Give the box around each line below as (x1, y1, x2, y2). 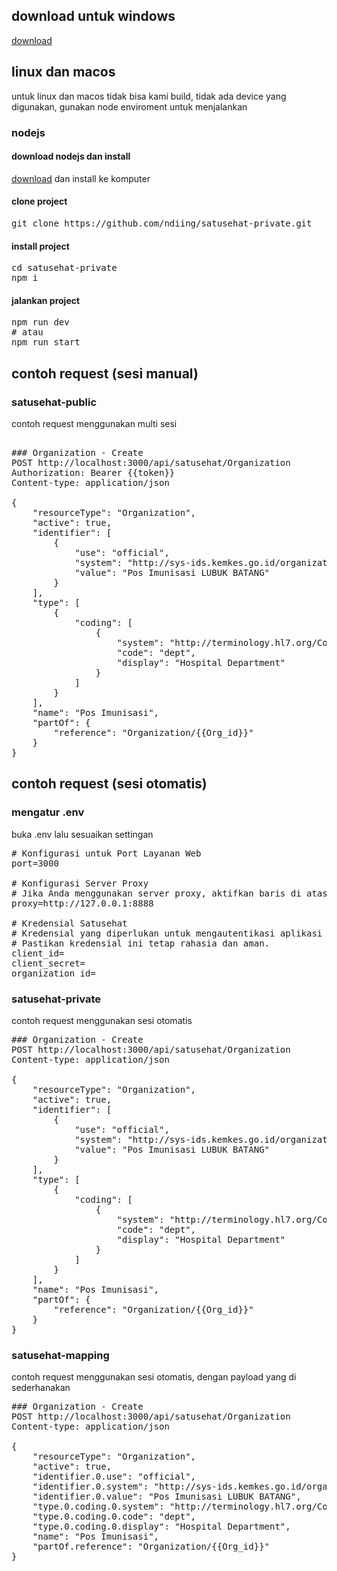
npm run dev (11, 317, 70, 328)
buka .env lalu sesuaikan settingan (11, 828, 154, 840)
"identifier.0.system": (32, 1481, 149, 1493)
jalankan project (11, 294, 81, 306)
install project (11, 240, 70, 252)
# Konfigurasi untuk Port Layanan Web (11, 847, 202, 859)
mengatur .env (11, 805, 85, 819)
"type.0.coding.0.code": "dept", (32, 1511, 197, 1523)
